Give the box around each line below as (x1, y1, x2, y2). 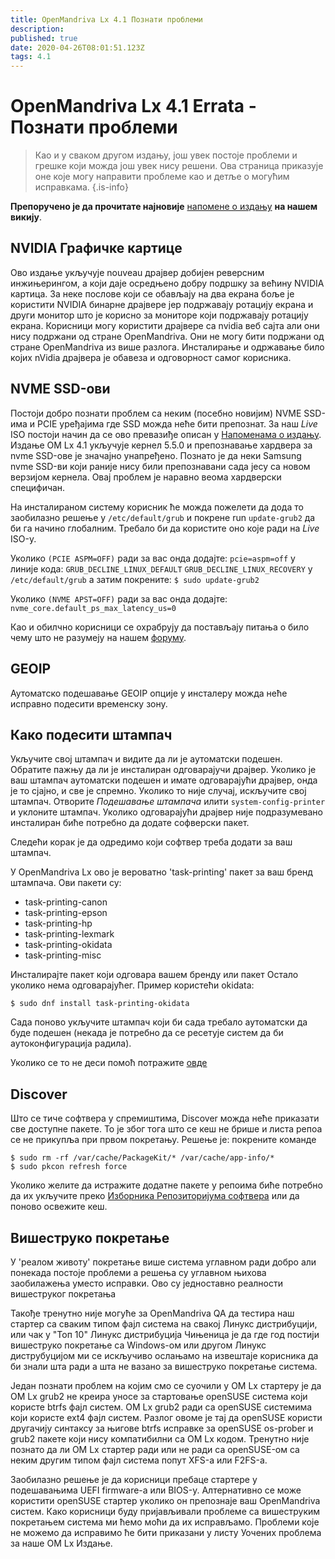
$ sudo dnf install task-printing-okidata (10, 999, 190, 1009)
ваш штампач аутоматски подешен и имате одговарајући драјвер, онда (10, 774, 318, 786)
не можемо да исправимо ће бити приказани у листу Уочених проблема (10, 1526, 322, 1538)
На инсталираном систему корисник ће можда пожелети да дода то (10, 501, 304, 513)
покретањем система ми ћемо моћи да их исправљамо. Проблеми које (10, 1516, 320, 1528)
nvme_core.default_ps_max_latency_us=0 (10, 603, 177, 613)
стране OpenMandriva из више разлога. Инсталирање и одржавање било (10, 341, 325, 353)
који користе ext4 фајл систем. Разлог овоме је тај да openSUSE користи (10, 1411, 323, 1423)
